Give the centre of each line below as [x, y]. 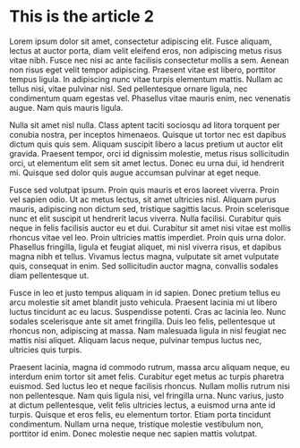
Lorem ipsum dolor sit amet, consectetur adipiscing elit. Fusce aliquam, [141, 41]
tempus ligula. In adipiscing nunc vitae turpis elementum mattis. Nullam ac [146, 79]
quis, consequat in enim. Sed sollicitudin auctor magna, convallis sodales [144, 266]
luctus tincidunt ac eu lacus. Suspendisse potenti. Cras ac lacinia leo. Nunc [148, 311]
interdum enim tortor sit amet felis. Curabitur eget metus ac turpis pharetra [147, 376]
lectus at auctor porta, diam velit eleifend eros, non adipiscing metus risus [146, 50]
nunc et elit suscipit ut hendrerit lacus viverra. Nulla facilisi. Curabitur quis [146, 218]
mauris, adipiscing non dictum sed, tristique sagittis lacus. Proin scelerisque [149, 208]
